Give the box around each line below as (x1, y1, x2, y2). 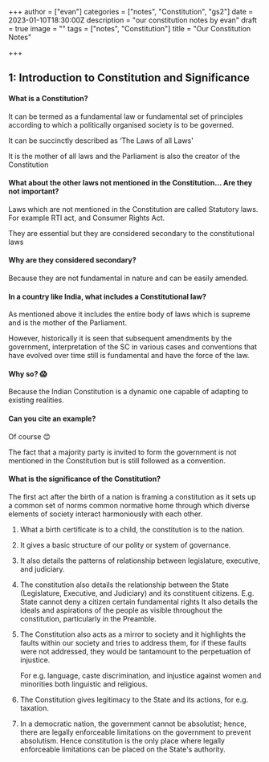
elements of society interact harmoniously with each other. (8, 509, 203, 519)
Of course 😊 (8, 431, 51, 441)
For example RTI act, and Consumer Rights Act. (8, 213, 165, 222)
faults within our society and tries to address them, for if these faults (19, 638, 247, 647)
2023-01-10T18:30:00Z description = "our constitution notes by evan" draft (8, 15, 257, 25)
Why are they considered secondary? (8, 255, 137, 265)
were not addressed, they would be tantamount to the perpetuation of (19, 646, 251, 656)
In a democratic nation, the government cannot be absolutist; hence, (19, 719, 247, 728)
